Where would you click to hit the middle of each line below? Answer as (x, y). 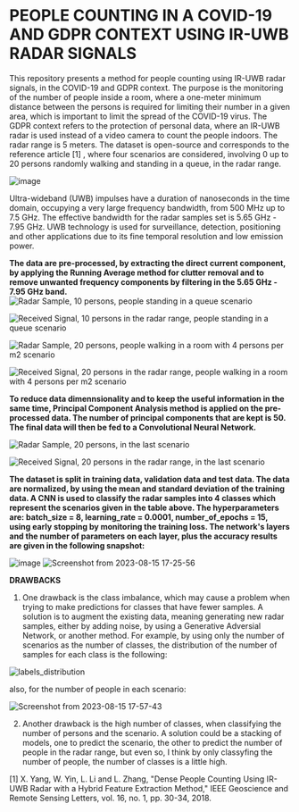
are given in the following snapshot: (77, 545)
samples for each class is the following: (95, 654)
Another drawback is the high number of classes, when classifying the (152, 724)
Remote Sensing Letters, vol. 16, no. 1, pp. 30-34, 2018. (111, 798)
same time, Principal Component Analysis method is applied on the (136, 408)
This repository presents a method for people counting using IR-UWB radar (147, 78)
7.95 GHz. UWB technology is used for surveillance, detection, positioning (145, 226)
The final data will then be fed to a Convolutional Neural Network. (133, 427)
